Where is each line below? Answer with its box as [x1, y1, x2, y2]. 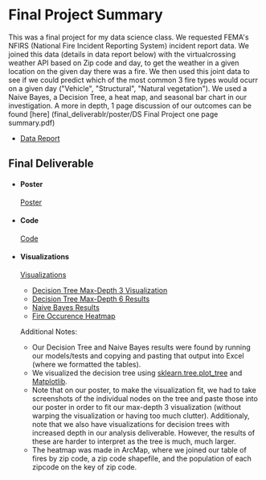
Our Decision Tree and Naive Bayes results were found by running [31, 342, 251, 352]
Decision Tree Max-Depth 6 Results [31, 294, 150, 304]
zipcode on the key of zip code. [31, 461, 137, 472]
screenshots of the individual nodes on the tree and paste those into [31, 393, 259, 403]
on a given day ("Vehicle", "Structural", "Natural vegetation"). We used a [8, 83, 248, 93]
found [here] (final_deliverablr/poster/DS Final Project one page [8, 109, 219, 118]
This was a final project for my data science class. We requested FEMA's [8, 32, 249, 42]
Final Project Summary [8, 6, 163, 24]
